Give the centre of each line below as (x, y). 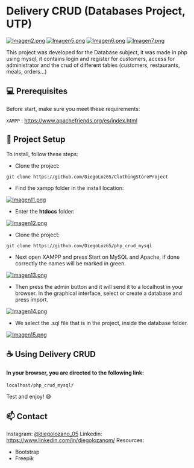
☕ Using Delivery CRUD (51, 354)
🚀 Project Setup (36, 140)
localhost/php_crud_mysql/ (40, 385)
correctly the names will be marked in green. (70, 263)
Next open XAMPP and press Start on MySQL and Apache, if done (97, 257)
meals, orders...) (27, 71)
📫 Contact (27, 416)
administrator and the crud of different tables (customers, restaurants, (93, 65)
